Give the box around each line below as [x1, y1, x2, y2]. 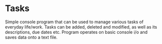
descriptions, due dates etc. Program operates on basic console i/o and [5, 29, 148, 35]
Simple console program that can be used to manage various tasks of [5, 19, 144, 25]
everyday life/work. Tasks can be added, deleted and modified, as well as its [5, 24, 157, 29]
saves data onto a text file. [5, 34, 58, 40]
